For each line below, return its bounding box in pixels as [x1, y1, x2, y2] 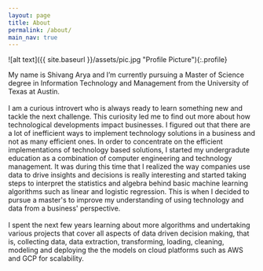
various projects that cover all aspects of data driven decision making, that [8, 229, 250, 238]
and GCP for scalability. [8, 254, 85, 263]
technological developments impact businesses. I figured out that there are [8, 120, 251, 130]
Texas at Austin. [8, 87, 60, 97]
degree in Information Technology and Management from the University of [8, 79, 249, 88]
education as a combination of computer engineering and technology [8, 154, 232, 163]
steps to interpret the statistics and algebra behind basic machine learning [8, 178, 249, 189]
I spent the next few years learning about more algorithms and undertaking [8, 221, 250, 230]
